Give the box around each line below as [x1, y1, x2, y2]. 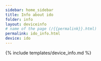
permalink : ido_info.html [5, 31, 60, 36]
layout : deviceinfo [5, 21, 47, 27]
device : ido [5, 36, 31, 41]
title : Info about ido [5, 12, 54, 17]
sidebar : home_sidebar [5, 7, 54, 13]
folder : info [5, 17, 33, 22]
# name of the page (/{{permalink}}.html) [5, 26, 97, 32]
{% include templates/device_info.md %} [5, 49, 92, 56]
